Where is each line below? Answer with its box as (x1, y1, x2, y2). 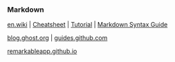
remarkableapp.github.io (7, 47, 77, 56)
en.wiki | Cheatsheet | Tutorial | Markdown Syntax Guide (7, 21, 168, 29)
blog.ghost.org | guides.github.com (7, 34, 108, 42)
